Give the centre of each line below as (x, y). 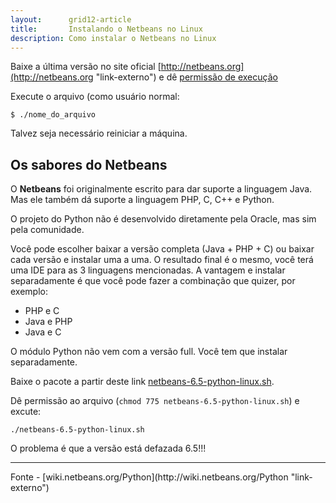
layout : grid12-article (71, 19)
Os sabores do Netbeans (89, 164)
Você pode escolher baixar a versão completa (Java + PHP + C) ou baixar (162, 249)
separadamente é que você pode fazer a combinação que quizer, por (153, 281)
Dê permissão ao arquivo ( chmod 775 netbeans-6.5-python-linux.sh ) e (155, 401)
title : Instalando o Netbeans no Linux (106, 29)
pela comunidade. (47, 230)
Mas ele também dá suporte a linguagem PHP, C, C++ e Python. (142, 200)
